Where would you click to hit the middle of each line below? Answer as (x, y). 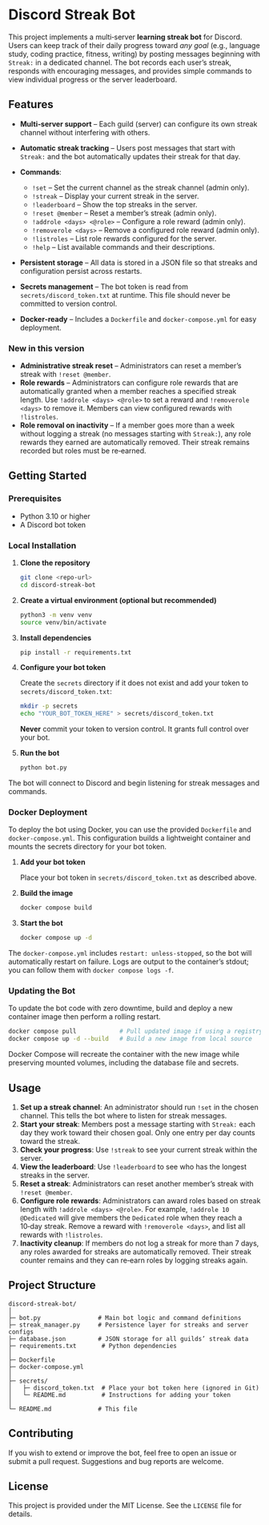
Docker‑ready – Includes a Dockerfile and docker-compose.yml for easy (138, 319)
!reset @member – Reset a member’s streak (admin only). (124, 213)
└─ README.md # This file (73, 1409)
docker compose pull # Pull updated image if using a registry (136, 1031)
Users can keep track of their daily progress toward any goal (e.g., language (134, 45)
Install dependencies (56, 637)
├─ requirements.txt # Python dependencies (93, 1346)
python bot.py (43, 768)
